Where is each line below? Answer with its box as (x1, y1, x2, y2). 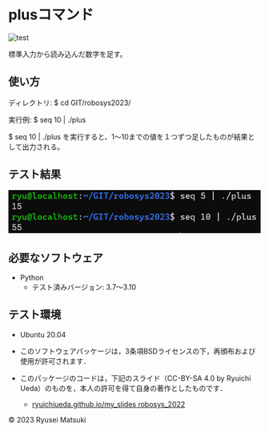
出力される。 (22, 142, 65, 151)
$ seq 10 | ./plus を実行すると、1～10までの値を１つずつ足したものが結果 (8, 131, 248, 141)
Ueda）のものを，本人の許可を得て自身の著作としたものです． (19, 383, 227, 393)
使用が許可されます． (19, 356, 90, 365)
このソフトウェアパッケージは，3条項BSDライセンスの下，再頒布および (19, 346, 256, 356)
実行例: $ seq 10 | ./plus (8, 115, 86, 124)
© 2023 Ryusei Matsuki (8, 414, 86, 424)
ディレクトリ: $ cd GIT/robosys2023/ (8, 98, 131, 107)
